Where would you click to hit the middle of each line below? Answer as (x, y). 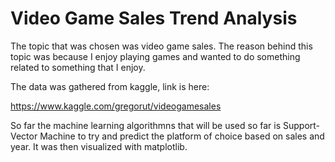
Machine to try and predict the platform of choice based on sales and (182, 136)
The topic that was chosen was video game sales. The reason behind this (161, 46)
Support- (302, 125)
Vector (24, 136)
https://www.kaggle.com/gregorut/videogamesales (116, 106)
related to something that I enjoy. (78, 67)
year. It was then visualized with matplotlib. (99, 146)
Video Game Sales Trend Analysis (154, 18)
